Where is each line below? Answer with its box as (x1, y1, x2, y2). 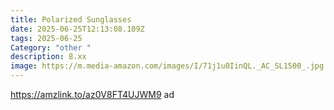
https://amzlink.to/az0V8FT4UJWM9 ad (10, 89, 175, 100)
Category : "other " (10, 42, 92, 53)
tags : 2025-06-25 (10, 33, 83, 43)
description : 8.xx (10, 52, 87, 62)
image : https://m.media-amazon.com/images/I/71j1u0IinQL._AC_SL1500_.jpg (10, 61, 325, 71)
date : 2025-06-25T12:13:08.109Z (10, 24, 145, 34)
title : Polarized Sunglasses (10, 14, 132, 25)
